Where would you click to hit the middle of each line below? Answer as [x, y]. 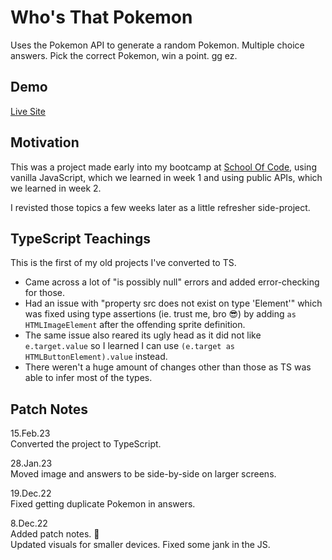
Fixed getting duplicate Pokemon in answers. [103, 504]
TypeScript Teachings [80, 238]
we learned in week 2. [56, 188]
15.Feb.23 [30, 433]
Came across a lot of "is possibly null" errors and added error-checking [172, 282]
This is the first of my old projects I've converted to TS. [123, 263]
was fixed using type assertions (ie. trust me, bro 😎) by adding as [160, 314]
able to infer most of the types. [88, 378]
